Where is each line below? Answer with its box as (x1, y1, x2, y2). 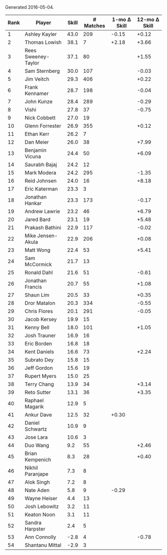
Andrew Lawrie (24, 208, 60, 215)
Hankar (24, 200, 42, 207)
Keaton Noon (24, 511, 56, 518)
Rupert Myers (24, 373, 57, 379)
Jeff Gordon (24, 364, 53, 371)
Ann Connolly (24, 534, 56, 541)
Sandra (24, 519, 42, 526)
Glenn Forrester (24, 122, 61, 129)
